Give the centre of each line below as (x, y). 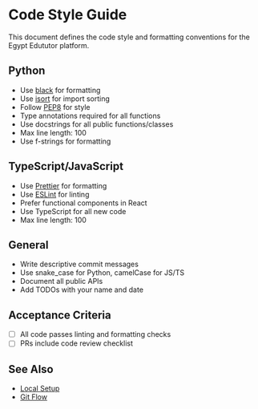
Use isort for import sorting (65, 99)
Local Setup (40, 389)
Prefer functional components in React (83, 203)
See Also (31, 369)
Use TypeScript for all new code (73, 211)
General (29, 245)
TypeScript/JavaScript (66, 166)
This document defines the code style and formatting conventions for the (129, 37)
